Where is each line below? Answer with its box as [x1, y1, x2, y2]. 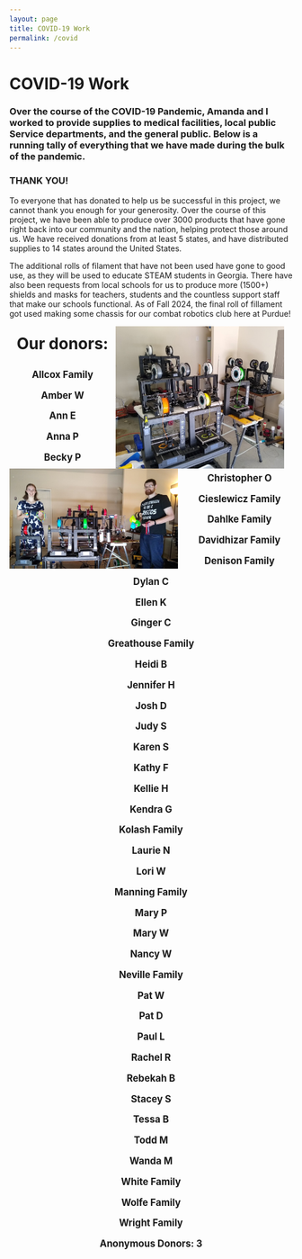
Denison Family [203, 554, 276, 567]
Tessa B [133, 1113, 169, 1126]
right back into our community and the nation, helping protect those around [9, 223, 289, 234]
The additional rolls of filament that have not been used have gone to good [9, 260, 286, 271]
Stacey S [130, 1093, 172, 1105]
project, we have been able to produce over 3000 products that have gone [9, 214, 286, 225]
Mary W [133, 927, 169, 940]
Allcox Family [31, 368, 94, 381]
